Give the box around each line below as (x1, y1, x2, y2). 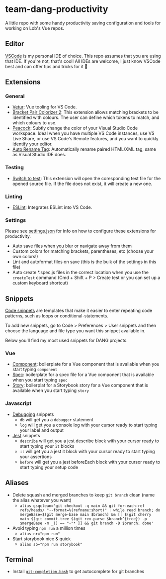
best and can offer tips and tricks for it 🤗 (5, 63, 88, 69)
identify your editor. (12, 141, 53, 147)
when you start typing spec (12, 377, 68, 383)
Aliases (5, 479, 29, 487)
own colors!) (12, 254, 38, 260)
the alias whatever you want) (12, 497, 72, 503)
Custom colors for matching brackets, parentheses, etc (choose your (12, 248, 154, 254)
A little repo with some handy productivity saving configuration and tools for (5, 20, 161, 26)
